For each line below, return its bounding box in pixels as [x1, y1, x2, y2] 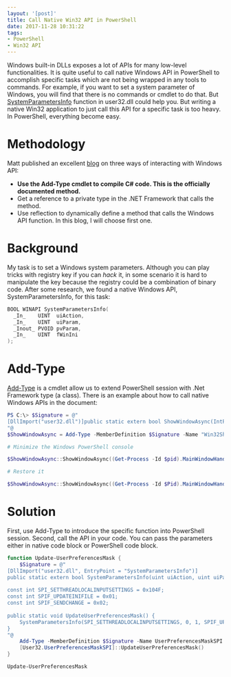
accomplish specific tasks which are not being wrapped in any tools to [7, 76, 207, 83]
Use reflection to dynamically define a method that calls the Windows [16, 209, 214, 217]
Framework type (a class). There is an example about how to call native [7, 391, 210, 399]
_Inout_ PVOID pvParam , [13, 325, 81, 332]
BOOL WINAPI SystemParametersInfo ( [7, 306, 109, 313]
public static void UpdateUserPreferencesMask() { [7, 612, 155, 619]
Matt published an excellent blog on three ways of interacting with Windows [7, 159, 222, 167]
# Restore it [7, 468, 45, 475]
